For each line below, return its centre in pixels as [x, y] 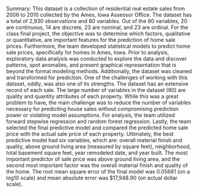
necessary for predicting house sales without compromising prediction [92, 109]
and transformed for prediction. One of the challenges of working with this [97, 77]
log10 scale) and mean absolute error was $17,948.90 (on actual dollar [92, 178]
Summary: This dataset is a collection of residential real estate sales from [96, 9]
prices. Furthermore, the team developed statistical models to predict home [98, 46]
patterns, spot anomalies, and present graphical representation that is [91, 65]
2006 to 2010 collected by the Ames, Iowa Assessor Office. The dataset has [99, 15]
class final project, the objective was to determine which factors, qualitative [98, 34]
